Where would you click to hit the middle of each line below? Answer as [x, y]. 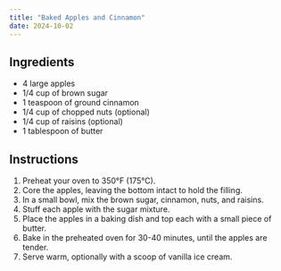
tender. [35, 248]
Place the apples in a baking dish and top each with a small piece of [147, 219]
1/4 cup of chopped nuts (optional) [86, 112]
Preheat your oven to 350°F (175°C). [89, 181]
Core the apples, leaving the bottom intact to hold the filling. [132, 191]
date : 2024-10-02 [41, 26]
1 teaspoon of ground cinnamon [81, 103]
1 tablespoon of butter [62, 131]
